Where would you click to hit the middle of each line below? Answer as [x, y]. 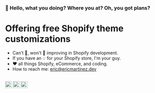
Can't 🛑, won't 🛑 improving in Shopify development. [65, 53]
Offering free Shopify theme [64, 29]
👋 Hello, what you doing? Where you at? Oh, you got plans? [78, 8]
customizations [38, 39]
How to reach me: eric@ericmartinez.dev [54, 69]
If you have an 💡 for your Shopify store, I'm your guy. [66, 58]
